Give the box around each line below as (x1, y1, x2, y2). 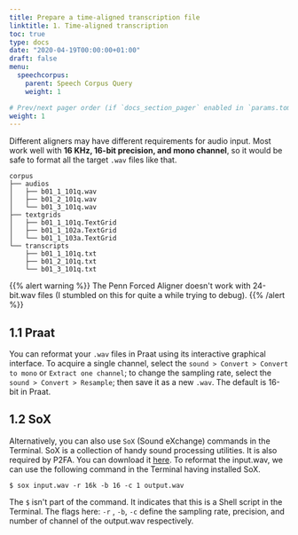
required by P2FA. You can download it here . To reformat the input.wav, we (9, 454, 284, 465)
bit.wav (9, 290, 36, 301)
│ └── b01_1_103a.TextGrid (9, 234, 117, 243)
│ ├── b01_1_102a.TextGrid (9, 226, 117, 235)
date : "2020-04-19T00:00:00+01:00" (9, 46, 141, 55)
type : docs (9, 37, 50, 47)
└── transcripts (9, 241, 69, 251)
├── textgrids (9, 210, 62, 220)
